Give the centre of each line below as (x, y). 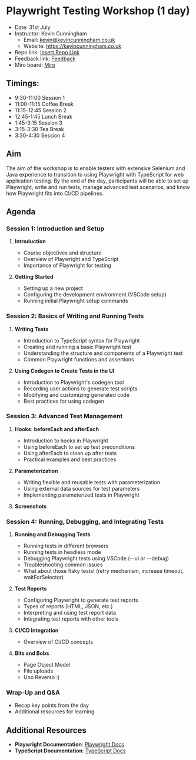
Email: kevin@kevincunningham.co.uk (69, 40)
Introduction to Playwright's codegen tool (74, 382)
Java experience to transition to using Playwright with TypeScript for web (95, 174)
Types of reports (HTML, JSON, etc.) (68, 606)
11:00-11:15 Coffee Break (44, 104)
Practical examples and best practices (70, 459)
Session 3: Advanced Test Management (64, 416)
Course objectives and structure (62, 253)
